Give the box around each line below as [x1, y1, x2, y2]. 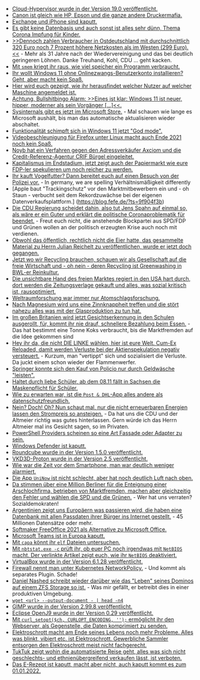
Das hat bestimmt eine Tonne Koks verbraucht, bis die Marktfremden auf [11, 327, 193, 333]
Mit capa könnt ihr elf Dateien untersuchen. [11, 538, 121, 546]
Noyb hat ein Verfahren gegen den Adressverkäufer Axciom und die [11, 146, 181, 154]
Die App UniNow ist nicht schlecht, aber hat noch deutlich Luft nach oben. [11, 474, 193, 482]
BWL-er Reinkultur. [11, 269, 59, 276]
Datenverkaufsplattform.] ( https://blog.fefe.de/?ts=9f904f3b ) [11, 198, 164, 205]
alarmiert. [11, 468, 36, 475]
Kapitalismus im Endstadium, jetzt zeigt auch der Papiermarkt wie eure [11, 160, 189, 166]
